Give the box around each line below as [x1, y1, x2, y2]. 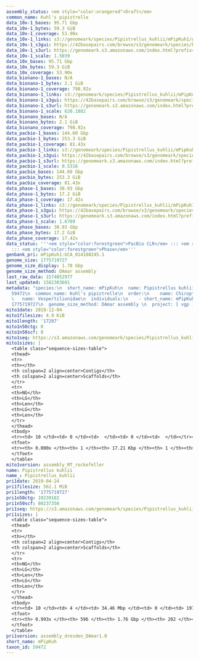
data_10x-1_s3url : [6, 48, 52, 53]
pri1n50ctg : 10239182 [6, 494, 60, 501]
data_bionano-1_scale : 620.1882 [6, 108, 86, 114]
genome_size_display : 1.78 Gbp [6, 263, 84, 269]
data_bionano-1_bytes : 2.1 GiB [6, 81, 84, 87]
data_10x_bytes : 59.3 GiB [6, 64, 70, 70]
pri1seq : [6, 506, 28, 512]
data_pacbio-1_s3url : [6, 158, 60, 164]
